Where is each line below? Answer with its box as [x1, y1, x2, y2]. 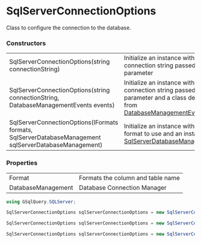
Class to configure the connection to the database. [6, 24, 132, 31]
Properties [6, 159, 38, 167]
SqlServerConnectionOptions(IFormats [9, 118, 118, 127]
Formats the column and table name [78, 173, 181, 182]
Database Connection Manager [78, 183, 167, 191]
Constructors [6, 39, 46, 47]
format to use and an [124, 130, 182, 138]
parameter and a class [124, 94, 187, 102]
